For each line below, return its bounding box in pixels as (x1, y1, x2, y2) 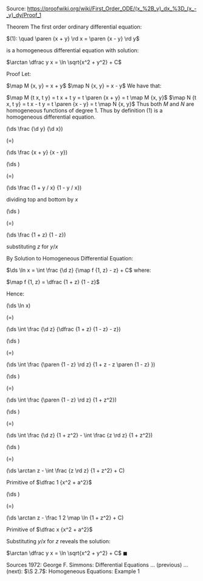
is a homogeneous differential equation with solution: (6, 47, 139, 54)
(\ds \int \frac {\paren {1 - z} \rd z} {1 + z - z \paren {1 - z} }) (6, 361, 156, 368)
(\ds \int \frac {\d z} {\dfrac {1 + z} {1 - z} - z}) (6, 325, 121, 333)
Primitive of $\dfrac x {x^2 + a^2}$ (6, 526, 93, 534)
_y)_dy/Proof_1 (6, 12, 41, 19)
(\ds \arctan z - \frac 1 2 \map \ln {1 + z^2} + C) (6, 514, 124, 521)
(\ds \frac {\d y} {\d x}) (6, 125, 63, 133)
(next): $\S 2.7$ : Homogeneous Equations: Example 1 (6, 568, 140, 575)
